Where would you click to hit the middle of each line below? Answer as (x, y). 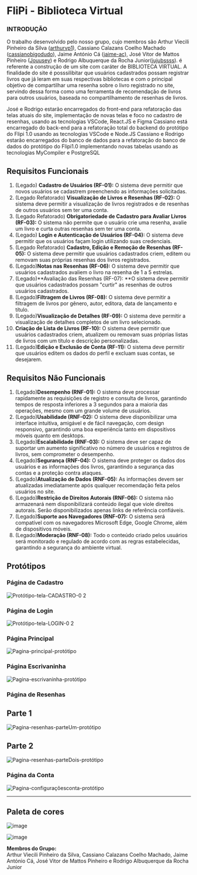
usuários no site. (35, 492)
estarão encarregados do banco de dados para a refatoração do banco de (96, 140)
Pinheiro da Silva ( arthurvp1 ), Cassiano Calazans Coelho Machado (86, 48)
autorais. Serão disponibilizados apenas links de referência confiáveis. (100, 510)
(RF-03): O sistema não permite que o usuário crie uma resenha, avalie (101, 223)
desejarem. (29, 360)
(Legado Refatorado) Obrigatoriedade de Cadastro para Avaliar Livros (101, 216)
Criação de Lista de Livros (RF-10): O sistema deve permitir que (92, 329)
